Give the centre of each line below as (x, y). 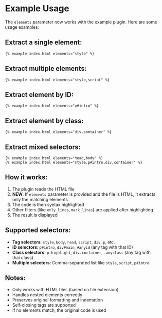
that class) (23, 257)
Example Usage (37, 9)
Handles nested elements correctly (47, 295)
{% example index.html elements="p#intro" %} (52, 106)
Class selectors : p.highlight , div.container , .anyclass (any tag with (81, 252)
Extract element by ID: (39, 95)
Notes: (15, 278)
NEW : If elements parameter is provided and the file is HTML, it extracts (84, 194)
